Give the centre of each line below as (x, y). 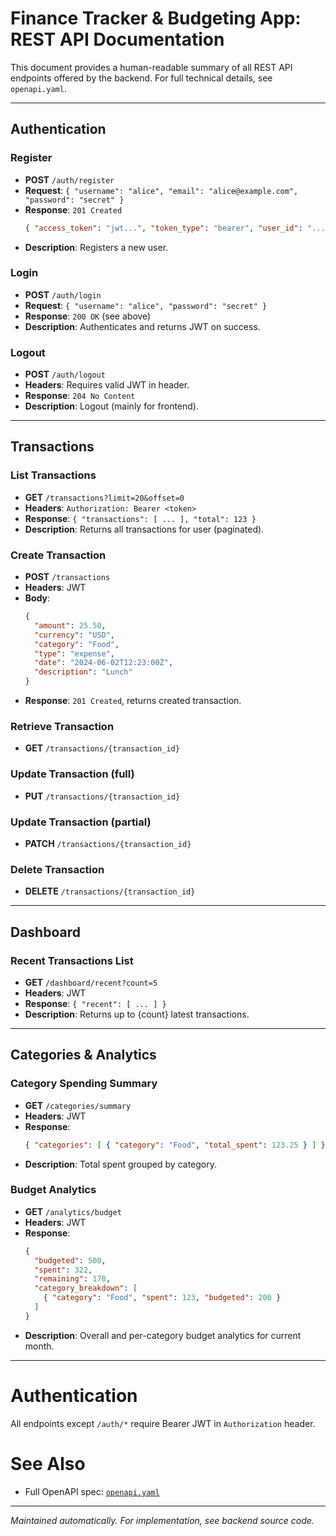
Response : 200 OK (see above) (88, 316)
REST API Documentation (117, 39)
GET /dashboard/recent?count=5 (91, 982)
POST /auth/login (63, 294)
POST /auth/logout (65, 374)
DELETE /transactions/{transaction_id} (110, 891)
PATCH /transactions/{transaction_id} (108, 843)
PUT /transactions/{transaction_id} (102, 796)
